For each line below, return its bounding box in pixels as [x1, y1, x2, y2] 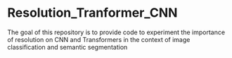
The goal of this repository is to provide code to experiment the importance [7, 28, 226, 36]
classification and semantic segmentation [7, 43, 128, 51]
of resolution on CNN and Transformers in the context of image [7, 35, 191, 43]
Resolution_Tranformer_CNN [7, 5, 178, 21]
